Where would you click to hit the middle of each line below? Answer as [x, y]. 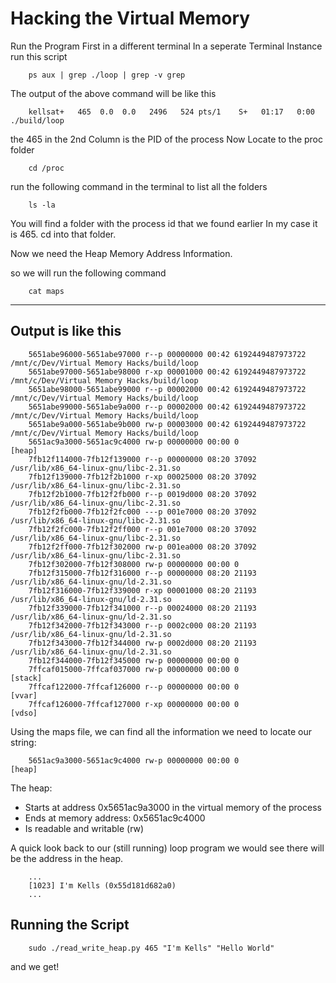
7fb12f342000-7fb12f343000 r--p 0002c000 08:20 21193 [142, 625]
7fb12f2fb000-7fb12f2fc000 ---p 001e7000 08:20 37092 [142, 512]
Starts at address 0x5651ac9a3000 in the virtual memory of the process [173, 807]
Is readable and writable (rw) [84, 828]
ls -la [42, 205]
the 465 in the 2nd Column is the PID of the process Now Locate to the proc [167, 139]
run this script [39, 56]
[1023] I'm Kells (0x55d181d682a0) [102, 885]
